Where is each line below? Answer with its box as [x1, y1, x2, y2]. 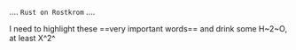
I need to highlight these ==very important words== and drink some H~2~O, [9, 24, 288, 33]
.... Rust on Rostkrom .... [9, 7, 96, 17]
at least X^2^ [9, 33, 56, 43]
